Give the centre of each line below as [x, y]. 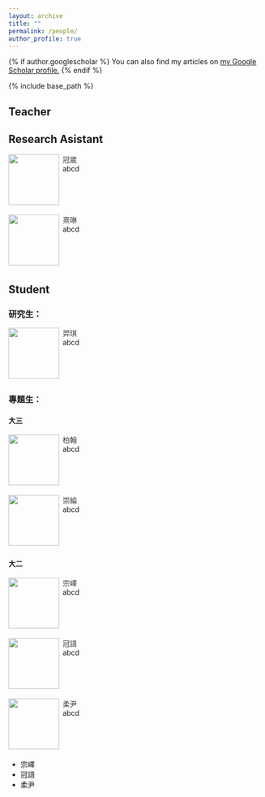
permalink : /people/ [43, 31]
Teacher [30, 112]
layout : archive [36, 16]
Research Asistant [56, 139]
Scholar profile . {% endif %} [56, 71]
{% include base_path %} [51, 86]
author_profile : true [45, 39]
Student [29, 289]
